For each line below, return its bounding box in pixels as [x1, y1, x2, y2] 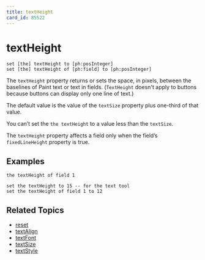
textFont [15, 234, 37, 242]
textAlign [15, 228, 38, 235]
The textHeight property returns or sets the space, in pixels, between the [6, 77, 192, 84]
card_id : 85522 [6, 15, 45, 21]
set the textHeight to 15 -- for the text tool [6, 183, 130, 189]
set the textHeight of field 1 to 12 [6, 189, 103, 195]
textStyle [15, 247, 38, 255]
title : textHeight [6, 9, 53, 15]
